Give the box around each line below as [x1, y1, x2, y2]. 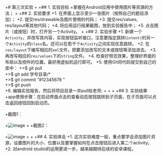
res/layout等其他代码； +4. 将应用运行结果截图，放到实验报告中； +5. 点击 [5, 22, 155, 28]
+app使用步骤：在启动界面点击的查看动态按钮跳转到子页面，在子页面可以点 [5, 94, 157, 99]
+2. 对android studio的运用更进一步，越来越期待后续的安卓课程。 [5, 146, 136, 152]
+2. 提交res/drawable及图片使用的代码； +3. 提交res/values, [17, 17, 138, 22]
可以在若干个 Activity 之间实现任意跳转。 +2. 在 [55, 41, 150, 46]
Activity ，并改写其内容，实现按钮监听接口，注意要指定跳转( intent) [5, 35, 143, 40]
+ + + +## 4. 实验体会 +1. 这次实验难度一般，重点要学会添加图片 [5, 134, 151, 139]
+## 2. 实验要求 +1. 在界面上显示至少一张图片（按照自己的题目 [19, 10, 144, 16]
